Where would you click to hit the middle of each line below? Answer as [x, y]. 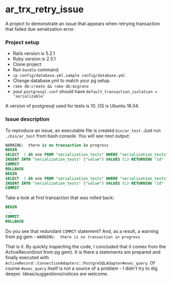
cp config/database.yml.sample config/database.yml [69, 76]
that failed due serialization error [40, 29]
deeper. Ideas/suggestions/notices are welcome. [57, 274]
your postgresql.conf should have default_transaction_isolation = [85, 92]
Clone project [27, 64]
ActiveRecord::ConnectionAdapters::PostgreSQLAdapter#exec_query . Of [80, 263]
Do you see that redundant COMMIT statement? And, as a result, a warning [82, 231]
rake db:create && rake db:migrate [51, 86]
